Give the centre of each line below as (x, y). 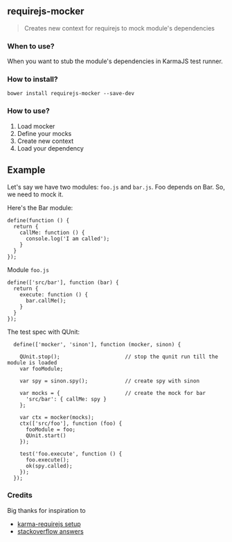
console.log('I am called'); (68, 239)
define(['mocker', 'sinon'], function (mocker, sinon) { (97, 344)
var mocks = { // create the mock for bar (113, 393)
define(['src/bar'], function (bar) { (63, 282)
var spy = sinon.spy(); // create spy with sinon (109, 381)
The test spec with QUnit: (44, 332)
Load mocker (36, 126)
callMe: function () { (52, 232)
